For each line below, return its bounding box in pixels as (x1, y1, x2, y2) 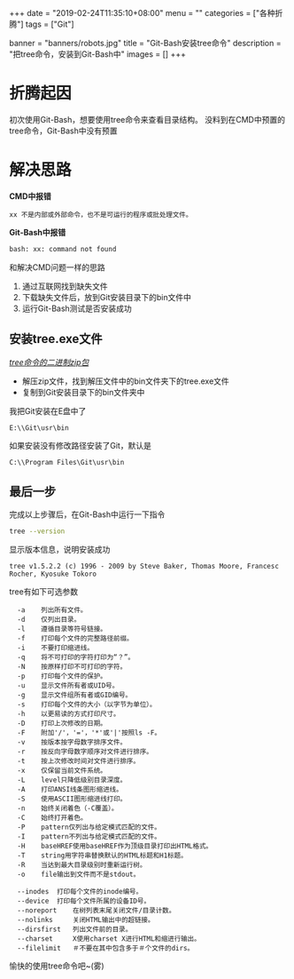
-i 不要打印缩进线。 (17, 643, 95, 653)
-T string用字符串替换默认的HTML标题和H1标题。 (17, 851, 188, 860)
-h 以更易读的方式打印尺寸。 (17, 710, 120, 719)
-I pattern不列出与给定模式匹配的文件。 (17, 832, 161, 841)
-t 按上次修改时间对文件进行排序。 (17, 757, 140, 766)
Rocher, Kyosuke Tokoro (9, 569, 97, 579)
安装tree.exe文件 (9, 331, 104, 346)
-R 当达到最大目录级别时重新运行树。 (17, 861, 147, 870)
